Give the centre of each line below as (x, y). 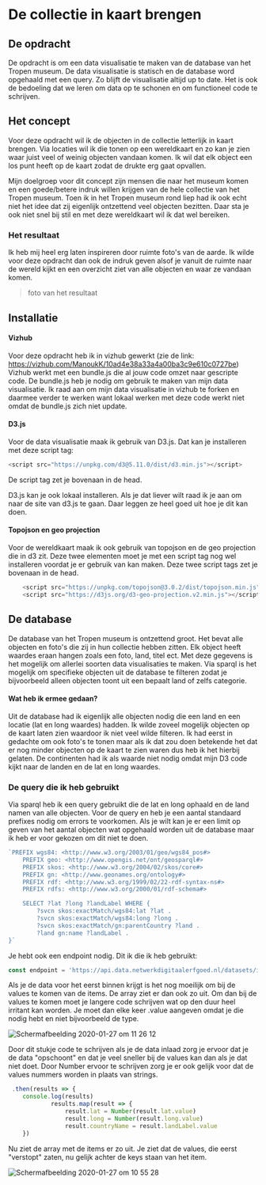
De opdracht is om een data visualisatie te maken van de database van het (130, 63)
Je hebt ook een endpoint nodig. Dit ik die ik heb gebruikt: (103, 955)
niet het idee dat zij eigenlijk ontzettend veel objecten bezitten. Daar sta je (129, 206)
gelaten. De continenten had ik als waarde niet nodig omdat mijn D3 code (128, 758)
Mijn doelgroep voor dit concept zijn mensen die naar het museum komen (129, 180)
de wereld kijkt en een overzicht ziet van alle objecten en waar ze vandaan (130, 269)
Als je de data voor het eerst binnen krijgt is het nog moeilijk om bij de (122, 985)
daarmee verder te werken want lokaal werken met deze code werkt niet (127, 397)
